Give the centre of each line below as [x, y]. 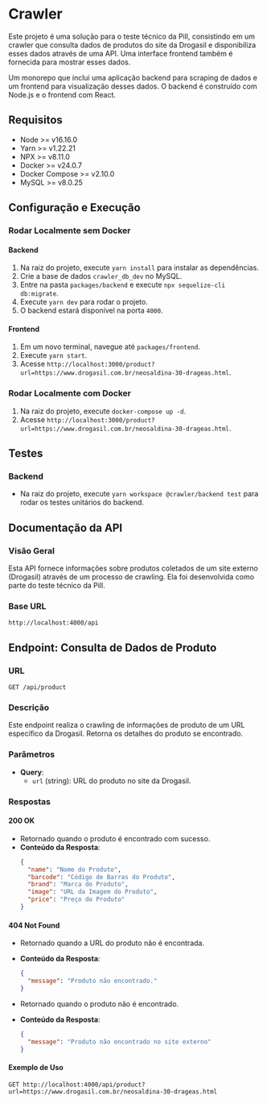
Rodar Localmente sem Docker [70, 230]
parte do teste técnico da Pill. [57, 586]
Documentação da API [66, 527]
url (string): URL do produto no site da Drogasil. [111, 780]
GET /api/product [37, 687]
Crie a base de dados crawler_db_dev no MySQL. [101, 276]
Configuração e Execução [74, 208]
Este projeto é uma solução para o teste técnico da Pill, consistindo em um [132, 36]
